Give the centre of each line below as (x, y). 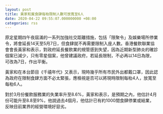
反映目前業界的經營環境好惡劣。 (37, 107)
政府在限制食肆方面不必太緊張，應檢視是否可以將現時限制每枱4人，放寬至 (83, 78)
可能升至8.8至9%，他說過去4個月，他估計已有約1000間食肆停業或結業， (81, 100)
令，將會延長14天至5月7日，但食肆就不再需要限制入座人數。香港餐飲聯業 (78, 44)
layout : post (18, 9)
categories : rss (21, 23)
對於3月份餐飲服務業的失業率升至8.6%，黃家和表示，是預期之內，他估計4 (79, 95)
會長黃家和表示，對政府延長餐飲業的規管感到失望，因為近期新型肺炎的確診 (83, 49)
